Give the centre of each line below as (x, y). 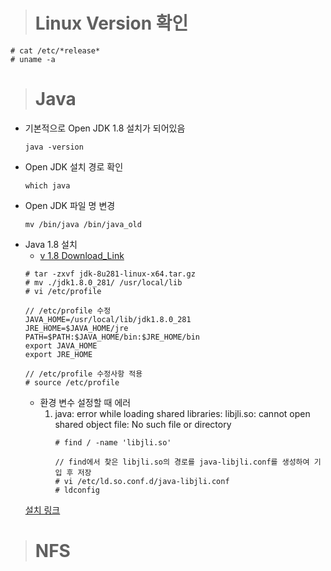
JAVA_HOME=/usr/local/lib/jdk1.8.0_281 (108, 319)
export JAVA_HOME (61, 345)
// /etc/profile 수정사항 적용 (83, 374)
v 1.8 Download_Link (82, 255)
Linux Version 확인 (111, 23)
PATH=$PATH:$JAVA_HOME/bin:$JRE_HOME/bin (112, 337)
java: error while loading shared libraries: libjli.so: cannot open (182, 413)
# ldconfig (77, 490)
